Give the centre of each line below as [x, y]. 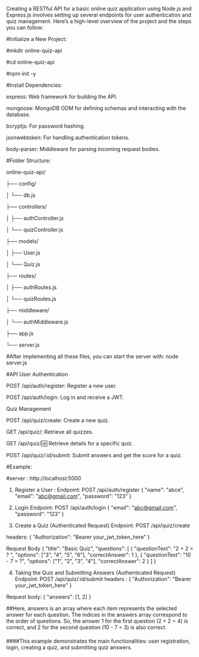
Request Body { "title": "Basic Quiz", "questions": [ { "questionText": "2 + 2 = [100, 548]
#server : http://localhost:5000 [44, 478]
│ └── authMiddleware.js [37, 322]
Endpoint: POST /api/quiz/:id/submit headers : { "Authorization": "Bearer [103, 579]
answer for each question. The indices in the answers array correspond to [97, 614]
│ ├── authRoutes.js [31, 287]
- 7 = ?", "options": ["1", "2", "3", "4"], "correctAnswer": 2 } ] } [81, 561]
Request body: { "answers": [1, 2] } [49, 597]
